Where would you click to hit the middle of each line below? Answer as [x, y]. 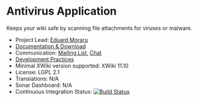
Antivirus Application [62, 11]
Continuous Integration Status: [53, 91]
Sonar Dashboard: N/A [43, 85]
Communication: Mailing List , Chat [58, 52]
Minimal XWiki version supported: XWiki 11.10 [72, 66]
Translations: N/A [37, 78]
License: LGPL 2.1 [37, 72]
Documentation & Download [50, 46]
